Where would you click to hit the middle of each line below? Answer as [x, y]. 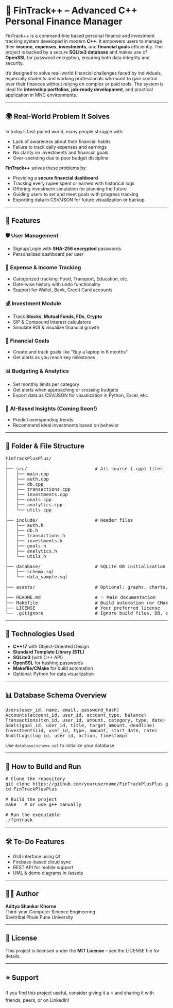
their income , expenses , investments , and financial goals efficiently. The [84, 46]
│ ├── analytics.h [31, 551]
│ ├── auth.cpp [27, 479]
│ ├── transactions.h [35, 535]
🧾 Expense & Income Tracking [43, 268]
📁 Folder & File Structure [45, 446]
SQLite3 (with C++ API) [38, 657]
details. [13, 956]
